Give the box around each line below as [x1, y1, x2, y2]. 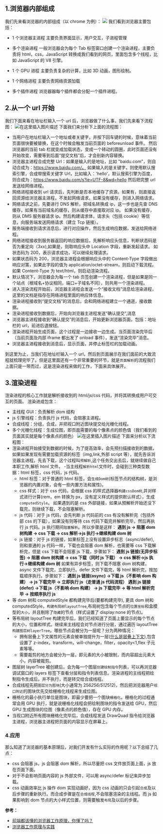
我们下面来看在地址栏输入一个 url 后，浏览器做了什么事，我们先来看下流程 [5, 118, 153, 123]
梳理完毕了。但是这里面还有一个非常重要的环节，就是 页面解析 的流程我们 [13, 357, 156, 363]
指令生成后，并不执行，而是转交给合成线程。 [16, 676, 106, 682]
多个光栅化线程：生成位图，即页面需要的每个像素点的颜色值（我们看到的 [12, 427, 157, 433]
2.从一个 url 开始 [5, 104, 55, 112]
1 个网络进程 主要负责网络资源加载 [12, 78, 81, 84]
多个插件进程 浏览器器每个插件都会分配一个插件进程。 [12, 88, 120, 94]
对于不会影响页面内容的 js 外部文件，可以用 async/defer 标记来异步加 [12, 772, 151, 779]
